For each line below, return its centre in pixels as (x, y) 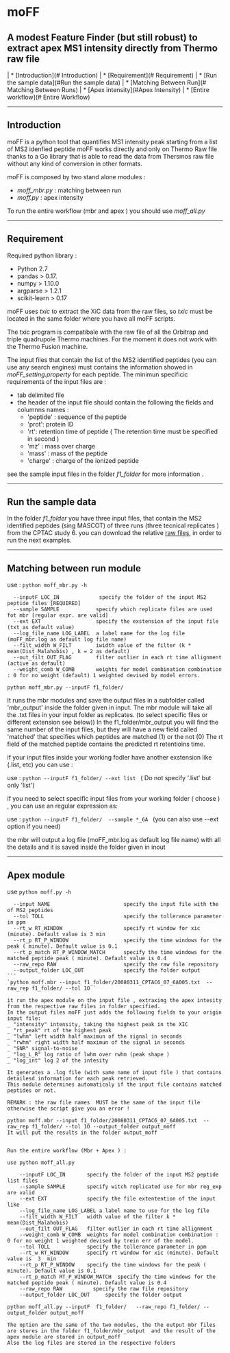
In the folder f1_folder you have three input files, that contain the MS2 (104, 519)
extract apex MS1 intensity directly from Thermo (112, 48)
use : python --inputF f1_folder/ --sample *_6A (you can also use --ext (113, 819)
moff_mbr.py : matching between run (69, 190)
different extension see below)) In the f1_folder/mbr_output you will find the (113, 723)
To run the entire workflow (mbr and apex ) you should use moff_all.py (106, 211)
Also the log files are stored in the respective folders (91, 1343)
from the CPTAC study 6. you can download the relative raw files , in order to (115, 533)
